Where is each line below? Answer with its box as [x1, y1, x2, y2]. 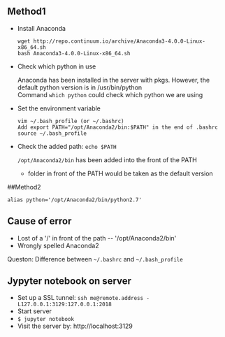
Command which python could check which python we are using [17, 90, 203, 99]
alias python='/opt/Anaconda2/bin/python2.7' [7, 196, 142, 203]
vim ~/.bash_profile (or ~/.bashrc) [17, 117, 124, 124]
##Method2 [7, 182, 41, 191]
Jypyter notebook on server [7, 275, 131, 287]
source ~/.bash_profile [17, 129, 87, 137]
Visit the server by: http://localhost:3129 [17, 322, 133, 331]
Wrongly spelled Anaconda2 [17, 241, 99, 250]
